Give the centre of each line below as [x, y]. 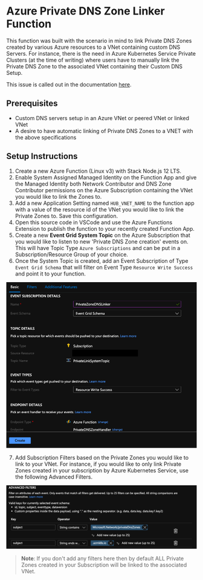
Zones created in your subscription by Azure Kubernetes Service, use [102, 470]
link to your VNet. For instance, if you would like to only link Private [98, 464]
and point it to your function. [50, 274]
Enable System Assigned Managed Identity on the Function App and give [106, 177]
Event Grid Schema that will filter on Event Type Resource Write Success [104, 267]
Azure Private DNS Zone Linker [85, 11]
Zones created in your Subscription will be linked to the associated [104, 565]
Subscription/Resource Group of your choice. [72, 254]
